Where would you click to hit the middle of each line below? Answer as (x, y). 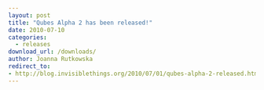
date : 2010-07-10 (37, 30)
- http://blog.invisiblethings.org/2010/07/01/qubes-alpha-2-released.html (135, 74)
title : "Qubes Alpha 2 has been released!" (81, 23)
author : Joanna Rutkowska (50, 59)
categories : (27, 37)
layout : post (29, 15)
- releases (33, 45)
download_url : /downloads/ (52, 52)
